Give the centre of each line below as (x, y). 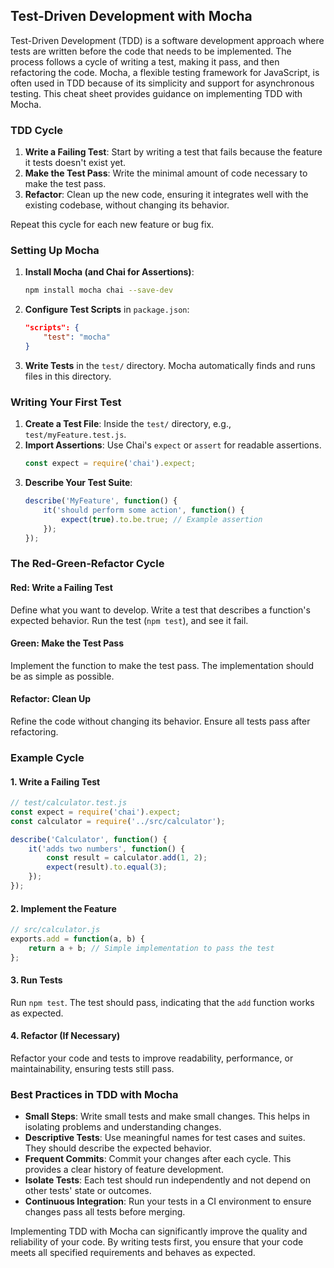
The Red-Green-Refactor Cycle (87, 564)
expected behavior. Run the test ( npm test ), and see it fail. (129, 620)
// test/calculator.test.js (69, 803)
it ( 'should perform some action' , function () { (144, 510)
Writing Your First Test (66, 402)
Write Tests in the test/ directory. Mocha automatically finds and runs (170, 365)
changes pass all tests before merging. (105, 1212)
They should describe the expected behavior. (118, 1148)
